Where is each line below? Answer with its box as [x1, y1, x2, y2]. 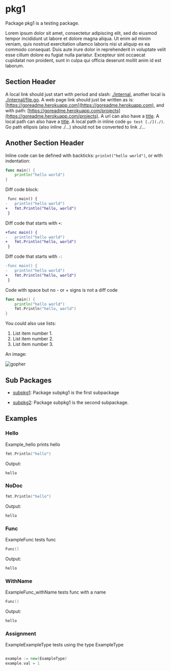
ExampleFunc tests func [5, 537, 56, 543]
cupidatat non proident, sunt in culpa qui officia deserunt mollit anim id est [5, 57, 162, 63]
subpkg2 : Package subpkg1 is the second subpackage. [12, 399, 129, 405]
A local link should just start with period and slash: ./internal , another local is [5, 91, 166, 97]
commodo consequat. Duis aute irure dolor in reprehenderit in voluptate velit [5, 46, 166, 52]
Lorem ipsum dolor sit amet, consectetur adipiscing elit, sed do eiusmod [5, 30, 157, 36]
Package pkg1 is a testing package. [5, 20, 80, 26]
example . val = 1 [5, 661, 40, 666]
